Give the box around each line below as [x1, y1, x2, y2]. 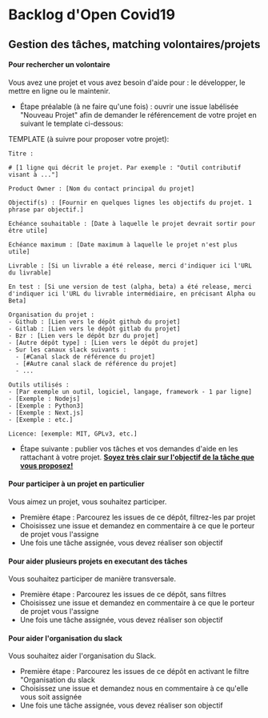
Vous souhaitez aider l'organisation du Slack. [8, 651, 157, 661]
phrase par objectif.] [8, 206, 84, 214]
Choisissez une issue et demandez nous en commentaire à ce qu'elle [19, 684, 249, 693]
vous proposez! [19, 460, 74, 470]
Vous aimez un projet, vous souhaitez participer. [8, 496, 167, 506]
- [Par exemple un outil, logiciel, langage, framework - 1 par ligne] [8, 387, 252, 395]
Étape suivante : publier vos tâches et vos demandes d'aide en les [19, 443, 238, 453]
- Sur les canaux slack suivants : [8, 346, 127, 354]
